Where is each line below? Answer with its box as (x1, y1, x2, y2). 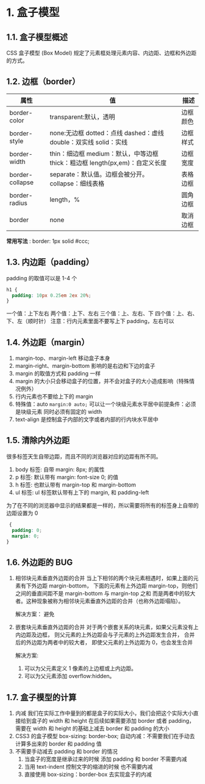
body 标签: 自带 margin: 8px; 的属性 (15, 466, 105, 473)
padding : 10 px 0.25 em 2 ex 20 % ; (12, 292, 92, 299)
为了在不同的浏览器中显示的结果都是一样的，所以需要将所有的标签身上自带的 (6, 501, 199, 509)
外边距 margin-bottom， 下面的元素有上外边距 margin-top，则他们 (31, 582, 198, 589)
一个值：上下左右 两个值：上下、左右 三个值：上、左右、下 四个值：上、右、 (6, 310, 198, 317)
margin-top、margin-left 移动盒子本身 (15, 354, 110, 362)
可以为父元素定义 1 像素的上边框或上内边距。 (24, 665, 137, 672)
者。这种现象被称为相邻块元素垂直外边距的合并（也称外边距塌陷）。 (15, 597, 184, 605)
